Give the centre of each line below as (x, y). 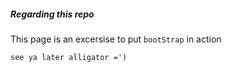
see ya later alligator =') (69, 57)
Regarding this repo (52, 14)
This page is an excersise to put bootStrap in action (116, 39)
